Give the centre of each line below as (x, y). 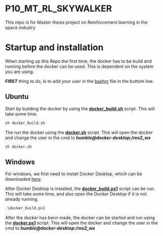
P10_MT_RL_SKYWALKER (59, 9)
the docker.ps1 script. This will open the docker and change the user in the (81, 223)
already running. (22, 199)
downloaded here (23, 179)
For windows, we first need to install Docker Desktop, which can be (74, 174)
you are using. (20, 72)
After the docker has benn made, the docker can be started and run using (80, 218)
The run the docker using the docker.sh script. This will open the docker (79, 132)
